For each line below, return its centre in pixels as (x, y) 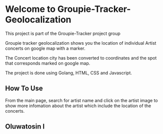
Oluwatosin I (25, 127)
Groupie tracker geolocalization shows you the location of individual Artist (81, 43)
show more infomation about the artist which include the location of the (78, 106)
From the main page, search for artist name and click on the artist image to (81, 100)
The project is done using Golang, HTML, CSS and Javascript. (69, 72)
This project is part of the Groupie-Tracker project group (63, 33)
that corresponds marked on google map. (48, 63)
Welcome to (30, 9)
